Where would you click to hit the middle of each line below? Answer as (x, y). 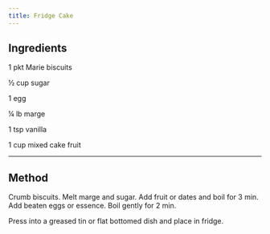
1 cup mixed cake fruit (45, 145)
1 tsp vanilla (27, 130)
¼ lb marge (27, 114)
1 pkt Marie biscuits (40, 67)
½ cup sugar (29, 83)
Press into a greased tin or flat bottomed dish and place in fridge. (116, 221)
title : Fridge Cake (41, 16)
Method (29, 178)
